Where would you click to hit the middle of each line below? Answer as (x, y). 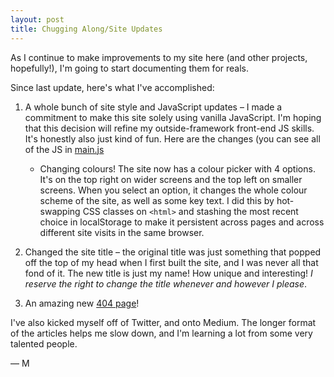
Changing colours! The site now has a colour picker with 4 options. (177, 168)
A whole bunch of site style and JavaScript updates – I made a (153, 107)
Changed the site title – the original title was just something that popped (173, 252)
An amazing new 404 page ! (82, 303)
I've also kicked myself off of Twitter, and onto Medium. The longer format (163, 322)
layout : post (37, 19)
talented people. (44, 343)
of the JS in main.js (64, 149)
